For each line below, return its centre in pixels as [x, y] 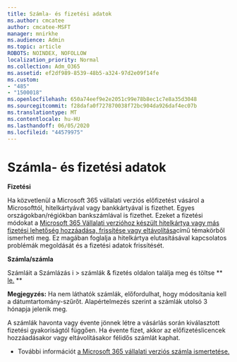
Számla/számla [31, 259]
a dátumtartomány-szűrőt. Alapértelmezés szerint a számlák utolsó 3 [108, 302]
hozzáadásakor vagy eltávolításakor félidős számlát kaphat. [94, 338]
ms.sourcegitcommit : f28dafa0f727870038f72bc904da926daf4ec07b [102, 106]
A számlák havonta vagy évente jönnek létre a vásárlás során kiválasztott [114, 323]
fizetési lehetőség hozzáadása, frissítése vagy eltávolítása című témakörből [116, 230]
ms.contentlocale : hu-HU [44, 119]
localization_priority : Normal [53, 60]
